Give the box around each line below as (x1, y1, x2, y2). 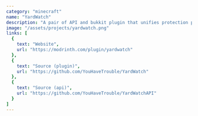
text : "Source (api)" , (16, 85, 72, 91)
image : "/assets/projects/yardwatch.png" (6, 25, 110, 31)
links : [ (6, 30, 28, 36)
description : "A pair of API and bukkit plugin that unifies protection (6, 19, 189, 25)
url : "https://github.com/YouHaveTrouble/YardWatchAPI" (16, 90, 157, 96)
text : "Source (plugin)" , (16, 63, 81, 69)
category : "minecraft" (6, 8, 62, 15)
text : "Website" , (16, 42, 60, 47)
